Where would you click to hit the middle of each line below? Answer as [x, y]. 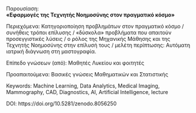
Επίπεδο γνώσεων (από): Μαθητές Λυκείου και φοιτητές [75, 63]
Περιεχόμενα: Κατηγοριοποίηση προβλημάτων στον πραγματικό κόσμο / [95, 26]
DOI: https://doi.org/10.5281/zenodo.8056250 [61, 104]
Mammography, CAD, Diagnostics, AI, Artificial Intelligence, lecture [87, 92]
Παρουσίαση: [23, 9]
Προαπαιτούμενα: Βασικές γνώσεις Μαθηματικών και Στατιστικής [87, 74]
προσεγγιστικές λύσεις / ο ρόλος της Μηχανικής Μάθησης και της [88, 39]
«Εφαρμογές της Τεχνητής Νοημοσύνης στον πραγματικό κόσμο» [91, 15]
